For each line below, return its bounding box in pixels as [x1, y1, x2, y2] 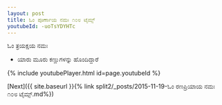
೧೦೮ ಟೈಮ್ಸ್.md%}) [7, 90, 54, 98]
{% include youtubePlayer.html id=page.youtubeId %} [7, 69, 161, 78]
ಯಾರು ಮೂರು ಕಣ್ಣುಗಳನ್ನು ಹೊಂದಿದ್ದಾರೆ [17, 56, 99, 64]
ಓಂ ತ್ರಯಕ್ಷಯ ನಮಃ [7, 42, 48, 50]
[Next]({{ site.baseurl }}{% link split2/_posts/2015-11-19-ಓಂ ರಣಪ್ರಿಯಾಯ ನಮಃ [7, 82, 216, 91]
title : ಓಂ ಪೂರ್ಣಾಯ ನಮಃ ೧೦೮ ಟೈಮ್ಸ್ [7, 16, 95, 23]
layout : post [7, 10, 45, 17]
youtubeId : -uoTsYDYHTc [7, 23, 76, 30]
